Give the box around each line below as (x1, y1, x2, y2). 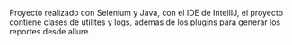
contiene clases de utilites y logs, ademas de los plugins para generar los (9, 17, 281, 27)
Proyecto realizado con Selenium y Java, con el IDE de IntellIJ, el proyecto (9, 8, 284, 18)
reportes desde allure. (9, 26, 92, 36)
